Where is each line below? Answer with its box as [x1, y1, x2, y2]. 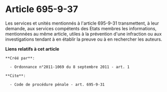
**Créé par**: [5, 55, 35, 61]
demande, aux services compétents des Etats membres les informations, [5, 25, 157, 31]
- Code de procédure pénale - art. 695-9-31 [10, 82, 105, 87]
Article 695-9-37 [5, 4, 78, 15]
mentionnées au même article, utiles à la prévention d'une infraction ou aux [5, 31, 162, 37]
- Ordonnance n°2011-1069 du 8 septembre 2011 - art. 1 [10, 64, 130, 69]
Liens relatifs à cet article [5, 46, 60, 52]
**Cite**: [5, 73, 26, 78]
